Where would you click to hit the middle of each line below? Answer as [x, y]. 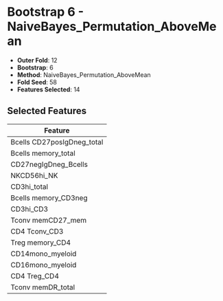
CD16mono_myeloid [44, 265]
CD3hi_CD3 [30, 209]
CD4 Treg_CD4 [35, 276]
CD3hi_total [30, 186]
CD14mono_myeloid [44, 254]
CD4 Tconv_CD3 [37, 231]
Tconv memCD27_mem [49, 220]
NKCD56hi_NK [34, 175]
